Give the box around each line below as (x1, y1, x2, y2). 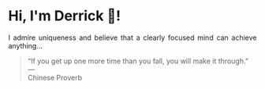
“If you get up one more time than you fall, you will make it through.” (27, 56, 248, 66)
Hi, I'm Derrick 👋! (8, 7, 121, 25)
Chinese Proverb (27, 73, 83, 82)
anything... (8, 41, 43, 50)
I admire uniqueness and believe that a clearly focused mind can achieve (8, 33, 257, 42)
